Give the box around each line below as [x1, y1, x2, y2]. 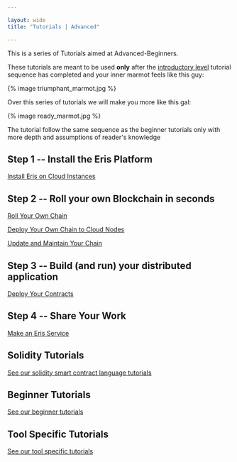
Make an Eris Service [7, 329, 70, 337]
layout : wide [7, 16, 46, 23]
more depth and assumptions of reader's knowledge [7, 133, 161, 141]
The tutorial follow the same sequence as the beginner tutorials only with [7, 125, 221, 133]
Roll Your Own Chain [7, 211, 67, 220]
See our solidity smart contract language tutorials [7, 368, 152, 377]
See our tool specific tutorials [7, 447, 94, 456]
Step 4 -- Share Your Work [7, 310, 126, 322]
